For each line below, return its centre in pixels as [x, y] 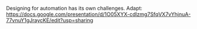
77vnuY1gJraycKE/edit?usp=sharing [50, 20]
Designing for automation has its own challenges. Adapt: [74, 8]
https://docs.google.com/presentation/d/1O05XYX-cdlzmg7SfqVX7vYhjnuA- [98, 14]
